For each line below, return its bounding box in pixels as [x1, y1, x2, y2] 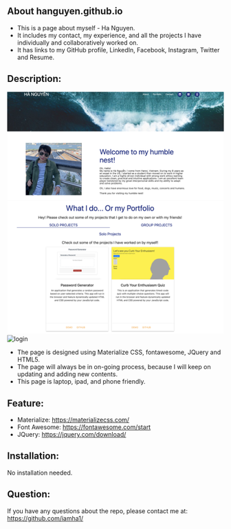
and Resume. [16, 53, 55, 61]
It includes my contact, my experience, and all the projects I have [16, 31, 201, 39]
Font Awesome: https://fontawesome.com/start [16, 423, 151, 431]
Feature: [7, 397, 44, 409]
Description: [7, 73, 62, 85]
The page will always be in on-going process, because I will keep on [16, 363, 211, 371]
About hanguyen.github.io [7, 6, 123, 17]
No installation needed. [7, 468, 73, 477]
